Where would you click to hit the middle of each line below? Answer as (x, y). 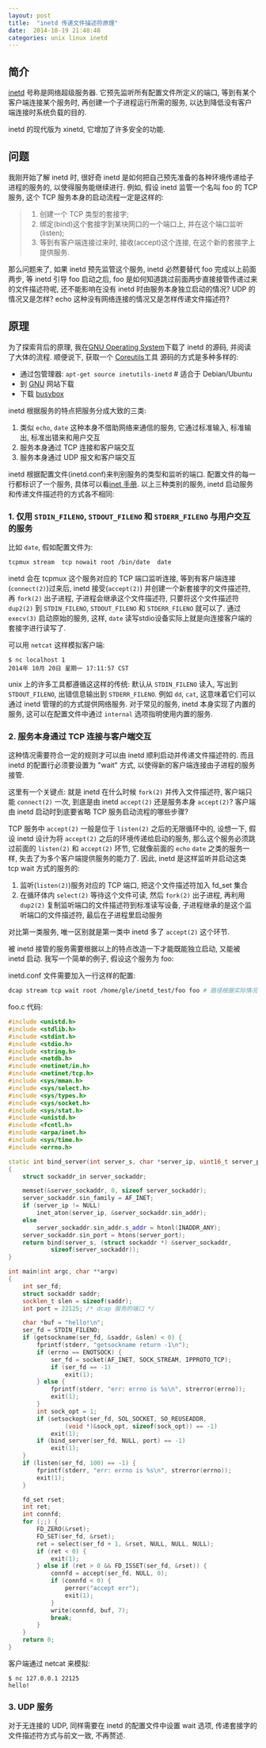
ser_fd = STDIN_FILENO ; (62, 1330)
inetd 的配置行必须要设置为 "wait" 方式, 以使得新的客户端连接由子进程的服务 (132, 765)
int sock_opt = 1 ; (67, 1411)
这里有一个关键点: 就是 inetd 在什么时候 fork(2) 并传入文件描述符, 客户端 (127, 792)
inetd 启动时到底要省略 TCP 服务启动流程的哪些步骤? (103, 812)
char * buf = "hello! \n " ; (63, 1323)
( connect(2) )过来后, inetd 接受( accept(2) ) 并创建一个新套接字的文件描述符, (129, 588)
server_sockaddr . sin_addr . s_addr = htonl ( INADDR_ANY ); (129, 1228)
